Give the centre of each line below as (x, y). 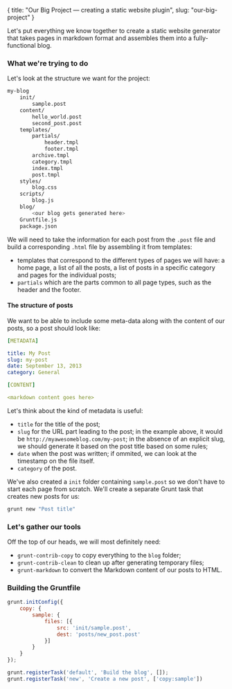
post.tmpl (46, 175)
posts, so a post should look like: (54, 328)
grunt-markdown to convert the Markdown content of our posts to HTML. (120, 570)
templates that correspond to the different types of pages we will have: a (121, 260)
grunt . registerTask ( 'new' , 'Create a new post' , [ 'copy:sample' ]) (105, 679)
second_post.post (57, 123)
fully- (201, 38)
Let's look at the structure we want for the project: (79, 78)
